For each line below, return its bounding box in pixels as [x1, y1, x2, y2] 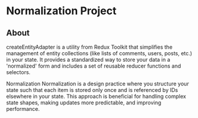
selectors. [6, 69, 31, 75]
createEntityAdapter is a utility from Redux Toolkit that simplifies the [6, 43, 173, 50]
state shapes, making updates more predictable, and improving [6, 99, 162, 106]
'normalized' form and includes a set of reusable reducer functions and [6, 62, 181, 69]
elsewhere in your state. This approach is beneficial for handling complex [6, 93, 187, 100]
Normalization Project [6, 4, 117, 18]
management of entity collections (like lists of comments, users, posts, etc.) [6, 50, 193, 57]
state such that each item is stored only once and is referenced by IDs [6, 87, 178, 93]
